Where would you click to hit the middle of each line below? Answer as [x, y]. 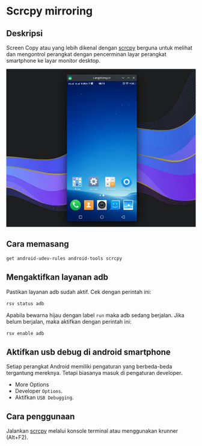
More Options [32, 385]
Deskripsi [25, 33]
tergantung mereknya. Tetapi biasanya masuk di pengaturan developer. [94, 373]
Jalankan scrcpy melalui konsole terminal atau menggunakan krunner [92, 431]
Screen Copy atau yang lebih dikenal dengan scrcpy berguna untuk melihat [99, 48]
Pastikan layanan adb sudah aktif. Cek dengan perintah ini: [79, 292]
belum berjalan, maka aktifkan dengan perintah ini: [69, 321]
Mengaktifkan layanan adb [57, 278]
